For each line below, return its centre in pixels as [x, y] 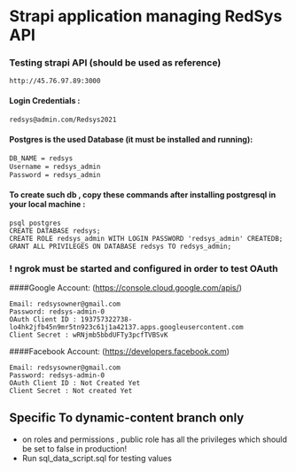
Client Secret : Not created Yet [71, 391]
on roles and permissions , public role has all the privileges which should [155, 439]
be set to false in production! [74, 448]
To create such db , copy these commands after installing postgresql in [143, 194]
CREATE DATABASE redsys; [55, 231]
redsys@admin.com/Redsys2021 [63, 120]
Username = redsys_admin [55, 166]
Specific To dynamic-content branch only [127, 418]
